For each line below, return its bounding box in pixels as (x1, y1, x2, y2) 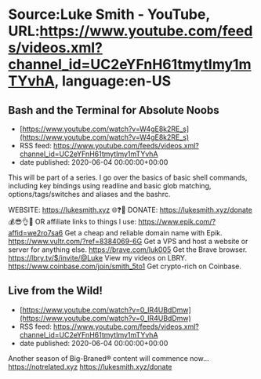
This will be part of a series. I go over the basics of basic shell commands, (8, 173, 248, 182)
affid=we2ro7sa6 (8, 228, 63, 237)
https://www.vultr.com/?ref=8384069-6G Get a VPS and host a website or (8, 237, 248, 246)
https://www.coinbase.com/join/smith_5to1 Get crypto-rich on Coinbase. (8, 261, 241, 271)
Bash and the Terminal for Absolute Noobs (8, 104, 219, 117)
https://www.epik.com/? (138, 217, 216, 226)
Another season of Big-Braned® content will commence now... (8, 353, 209, 363)
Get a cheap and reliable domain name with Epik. (64, 228, 223, 237)
